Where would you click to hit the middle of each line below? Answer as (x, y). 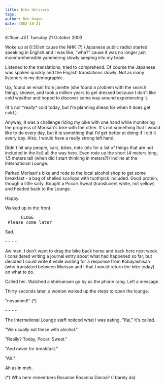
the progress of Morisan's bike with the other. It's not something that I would (82, 128)
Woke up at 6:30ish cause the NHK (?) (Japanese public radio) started (76, 47)
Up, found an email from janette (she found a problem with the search (76, 88)
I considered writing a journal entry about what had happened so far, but (79, 256)
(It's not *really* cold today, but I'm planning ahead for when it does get (78, 107)
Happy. (12, 198)
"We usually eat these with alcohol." (42, 330)
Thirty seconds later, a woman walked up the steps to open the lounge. (77, 291)
